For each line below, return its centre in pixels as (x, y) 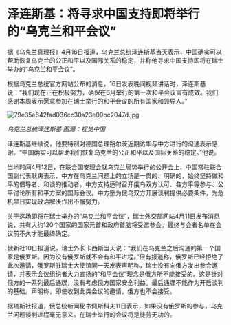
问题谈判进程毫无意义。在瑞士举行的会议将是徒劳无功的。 (94, 314)
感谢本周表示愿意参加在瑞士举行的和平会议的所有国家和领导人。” (97, 101)
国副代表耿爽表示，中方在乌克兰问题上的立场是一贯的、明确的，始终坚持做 (112, 175)
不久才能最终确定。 (46, 233)
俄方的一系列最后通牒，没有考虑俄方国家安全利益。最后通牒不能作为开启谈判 (115, 282)
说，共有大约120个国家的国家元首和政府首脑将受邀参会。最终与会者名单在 (112, 224)
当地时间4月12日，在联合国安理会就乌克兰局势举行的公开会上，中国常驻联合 (114, 167)
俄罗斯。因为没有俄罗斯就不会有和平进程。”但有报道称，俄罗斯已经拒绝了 (121, 257)
